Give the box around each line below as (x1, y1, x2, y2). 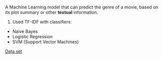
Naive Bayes (12, 29, 38, 34)
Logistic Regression (12, 34, 53, 39)
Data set (5, 49, 22, 54)
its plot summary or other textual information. (5, 9, 98, 15)
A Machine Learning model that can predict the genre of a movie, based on (5, 4, 159, 10)
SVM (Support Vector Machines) (12, 39, 79, 45)
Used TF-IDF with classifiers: (12, 19, 72, 25)
